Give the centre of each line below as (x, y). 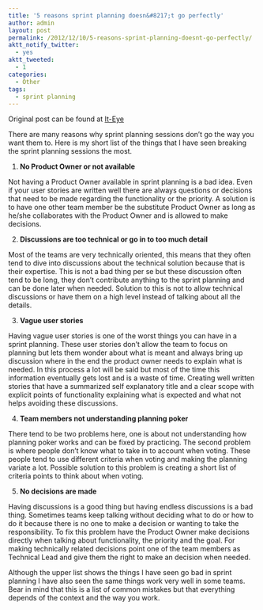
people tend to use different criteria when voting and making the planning (128, 459)
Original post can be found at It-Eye (66, 119)
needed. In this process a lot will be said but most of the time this (114, 370)
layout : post (30, 30)
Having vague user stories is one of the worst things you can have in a (122, 336)
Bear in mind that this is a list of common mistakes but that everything (122, 589)
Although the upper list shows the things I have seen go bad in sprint (120, 573)
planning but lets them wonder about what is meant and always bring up (126, 353)
